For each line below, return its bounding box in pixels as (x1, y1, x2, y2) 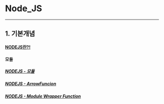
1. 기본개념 (5, 30, 35, 38)
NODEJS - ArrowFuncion (5, 81, 57, 87)
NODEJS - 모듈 (5, 68, 35, 74)
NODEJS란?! (5, 44, 31, 50)
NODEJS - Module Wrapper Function (5, 93, 82, 99)
